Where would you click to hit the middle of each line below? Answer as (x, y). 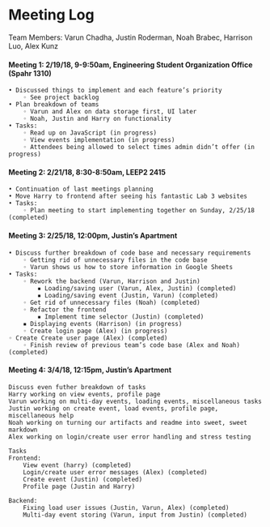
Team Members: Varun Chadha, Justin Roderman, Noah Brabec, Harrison (131, 37)
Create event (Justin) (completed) (83, 479)
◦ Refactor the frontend (65, 310)
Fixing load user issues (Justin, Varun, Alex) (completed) (126, 508)
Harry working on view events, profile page (84, 394)
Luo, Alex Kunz (34, 45)
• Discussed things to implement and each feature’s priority (115, 91)
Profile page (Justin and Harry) (79, 486)
